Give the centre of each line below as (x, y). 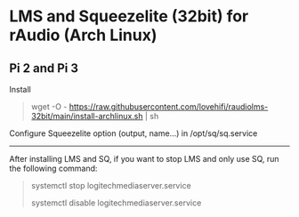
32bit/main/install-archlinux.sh (87, 116)
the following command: (53, 168)
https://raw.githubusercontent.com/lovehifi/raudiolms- (169, 107)
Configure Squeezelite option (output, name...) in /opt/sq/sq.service (133, 133)
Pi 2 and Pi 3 (44, 68)
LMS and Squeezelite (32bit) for (129, 16)
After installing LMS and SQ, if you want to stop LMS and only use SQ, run (144, 159)
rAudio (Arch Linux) (83, 35)
